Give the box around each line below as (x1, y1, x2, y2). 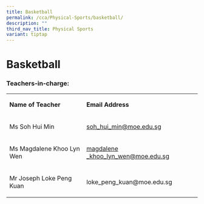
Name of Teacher (9, 100, 61, 109)
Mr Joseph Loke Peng (9, 174, 72, 182)
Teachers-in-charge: (6, 80, 70, 88)
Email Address (86, 100, 129, 109)
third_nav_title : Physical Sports (6, 25, 94, 32)
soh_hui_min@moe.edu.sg (86, 122, 162, 131)
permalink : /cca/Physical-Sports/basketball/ (6, 15, 123, 21)
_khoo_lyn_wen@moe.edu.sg (86, 152, 170, 160)
